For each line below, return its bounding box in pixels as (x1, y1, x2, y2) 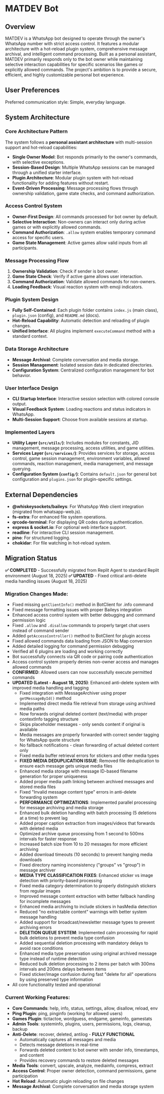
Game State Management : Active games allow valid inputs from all (12, 240, 148, 246)
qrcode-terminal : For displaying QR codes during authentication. (12, 519, 143, 525)
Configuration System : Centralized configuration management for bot (12, 367, 154, 373)
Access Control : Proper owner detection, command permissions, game (12, 1068, 157, 1073)
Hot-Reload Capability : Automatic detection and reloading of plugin (12, 318, 150, 323)
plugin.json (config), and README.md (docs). (12, 312, 100, 319)
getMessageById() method (19, 696, 72, 701)
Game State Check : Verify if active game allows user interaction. (12, 273, 143, 279)
